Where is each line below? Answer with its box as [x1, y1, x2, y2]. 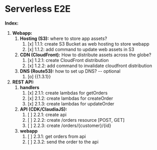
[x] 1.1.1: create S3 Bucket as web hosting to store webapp [27, 40, 149, 47]
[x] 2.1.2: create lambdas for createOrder [27, 95, 114, 101]
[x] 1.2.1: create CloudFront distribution [27, 57, 109, 63]
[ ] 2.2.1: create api [27, 111, 67, 118]
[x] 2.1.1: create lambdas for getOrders [27, 90, 108, 96]
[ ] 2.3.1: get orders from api [27, 133, 86, 139]
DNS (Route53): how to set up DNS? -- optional [19, 68, 121, 74]
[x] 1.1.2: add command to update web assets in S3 [27, 46, 134, 52]
